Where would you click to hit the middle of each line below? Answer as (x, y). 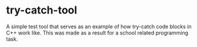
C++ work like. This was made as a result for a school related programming (97, 32)
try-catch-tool (42, 10)
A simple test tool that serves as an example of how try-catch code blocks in (99, 26)
